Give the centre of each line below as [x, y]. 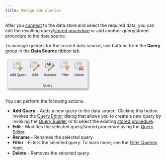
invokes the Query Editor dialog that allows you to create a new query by [87, 116]
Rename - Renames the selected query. [53, 137]
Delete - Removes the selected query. [51, 153]
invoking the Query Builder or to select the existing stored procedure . [83, 121]
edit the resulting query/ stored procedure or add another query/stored [77, 30]
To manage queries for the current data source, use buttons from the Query [83, 45]
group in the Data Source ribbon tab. [43, 51]
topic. [18, 148]
